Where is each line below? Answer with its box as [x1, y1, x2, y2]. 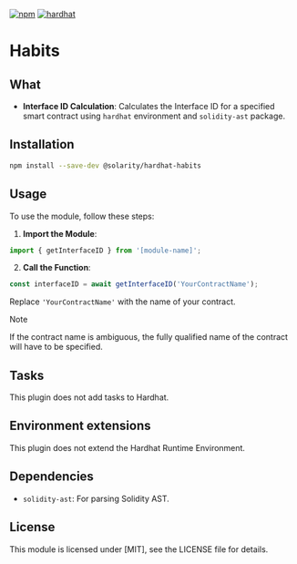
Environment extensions [9, 418, 151, 434]
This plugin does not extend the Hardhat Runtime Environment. [9, 442, 246, 453]
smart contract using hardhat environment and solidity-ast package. [22, 110, 285, 121]
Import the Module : [22, 228, 97, 239]
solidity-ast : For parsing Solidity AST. [22, 493, 170, 504]
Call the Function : [22, 262, 91, 273]
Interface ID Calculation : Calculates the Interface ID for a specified [22, 101, 275, 111]
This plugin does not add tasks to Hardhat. [9, 392, 169, 403]
